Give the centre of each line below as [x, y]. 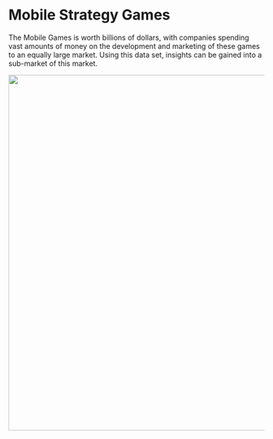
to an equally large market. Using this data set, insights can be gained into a [135, 54]
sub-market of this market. [53, 63]
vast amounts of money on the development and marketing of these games [134, 46]
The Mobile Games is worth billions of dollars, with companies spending [129, 37]
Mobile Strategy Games [89, 15]
